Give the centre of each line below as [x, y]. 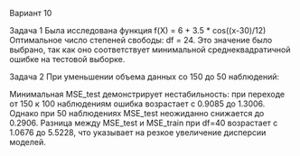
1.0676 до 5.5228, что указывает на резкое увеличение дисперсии [138, 133]
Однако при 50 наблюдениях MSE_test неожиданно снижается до [137, 113]
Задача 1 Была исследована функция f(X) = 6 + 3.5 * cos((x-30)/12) [138, 30]
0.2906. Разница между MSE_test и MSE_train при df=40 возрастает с [144, 123]
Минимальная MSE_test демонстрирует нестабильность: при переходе [147, 94]
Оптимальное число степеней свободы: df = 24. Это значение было [141, 40]
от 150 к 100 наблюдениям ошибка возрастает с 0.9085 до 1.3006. [137, 104]
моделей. [28, 142]
